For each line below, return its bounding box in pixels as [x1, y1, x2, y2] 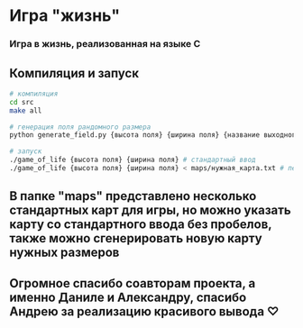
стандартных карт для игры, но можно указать [9, 203, 291, 218]
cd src [9, 97, 34, 106]
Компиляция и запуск [9, 65, 140, 81]
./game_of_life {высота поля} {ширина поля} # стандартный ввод [9, 155, 256, 165]
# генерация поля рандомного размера [9, 123, 151, 132]
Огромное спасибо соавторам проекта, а [9, 276, 256, 291]
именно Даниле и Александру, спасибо [9, 289, 247, 305]
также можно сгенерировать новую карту [9, 231, 263, 246]
